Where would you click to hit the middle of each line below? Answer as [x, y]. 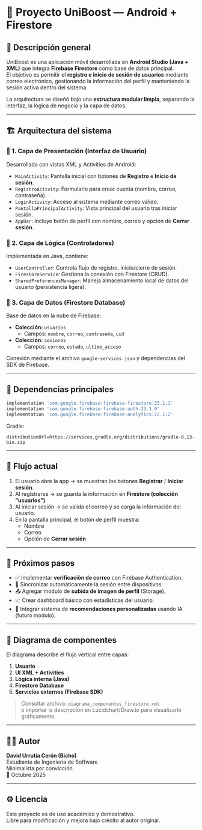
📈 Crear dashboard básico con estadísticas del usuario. [84, 600]
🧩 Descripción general [49, 47]
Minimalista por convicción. [40, 768]
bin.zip [16, 442]
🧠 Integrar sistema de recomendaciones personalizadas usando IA [99, 609]
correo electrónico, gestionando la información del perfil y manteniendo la [98, 81]
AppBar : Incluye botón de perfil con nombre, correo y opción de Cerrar [102, 221]
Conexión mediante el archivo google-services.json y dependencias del [96, 358]
